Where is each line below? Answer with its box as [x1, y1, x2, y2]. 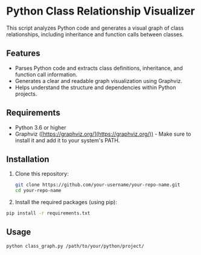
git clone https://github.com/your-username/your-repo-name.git [14, 182, 180, 188]
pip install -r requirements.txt [6, 210, 91, 216]
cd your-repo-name [14, 188, 62, 194]
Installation [6, 154, 49, 164]
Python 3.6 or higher [14, 124, 66, 131]
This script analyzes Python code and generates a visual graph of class [6, 24, 184, 31]
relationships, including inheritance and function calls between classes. [6, 30, 184, 38]
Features [6, 48, 40, 59]
